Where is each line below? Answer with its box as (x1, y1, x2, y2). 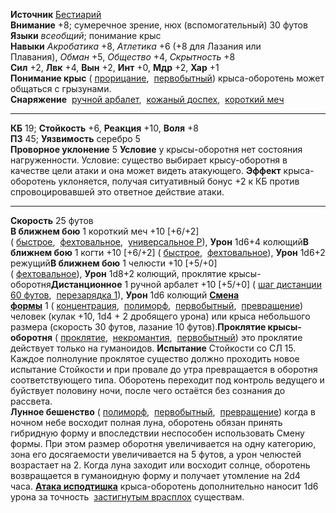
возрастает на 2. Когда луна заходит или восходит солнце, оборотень (10, 459, 311, 471)
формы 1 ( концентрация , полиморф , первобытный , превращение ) (10, 300, 304, 311)
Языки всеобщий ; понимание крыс (10, 30, 162, 41)
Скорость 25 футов (10, 215, 94, 226)
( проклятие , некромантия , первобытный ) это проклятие (54, 332, 303, 343)
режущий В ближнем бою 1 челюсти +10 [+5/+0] (10, 257, 218, 269)
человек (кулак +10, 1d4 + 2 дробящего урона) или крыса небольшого (10, 310, 311, 322)
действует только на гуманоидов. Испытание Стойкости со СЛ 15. (10, 342, 297, 354)
